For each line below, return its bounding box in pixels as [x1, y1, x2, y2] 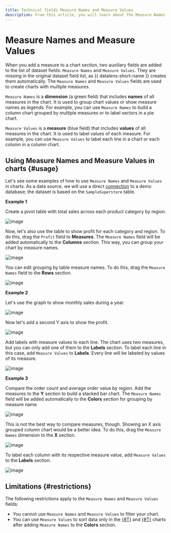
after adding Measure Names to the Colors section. [12, 522, 116, 528]
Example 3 [5, 375, 28, 381]
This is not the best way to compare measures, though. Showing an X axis [5, 421, 161, 427]
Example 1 [5, 199, 27, 205]
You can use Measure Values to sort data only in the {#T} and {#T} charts [12, 517, 166, 523]
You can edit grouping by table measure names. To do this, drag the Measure [5, 264, 165, 271]
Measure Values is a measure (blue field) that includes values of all [5, 125, 146, 131]
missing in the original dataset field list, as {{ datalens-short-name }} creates [5, 73, 166, 79]
